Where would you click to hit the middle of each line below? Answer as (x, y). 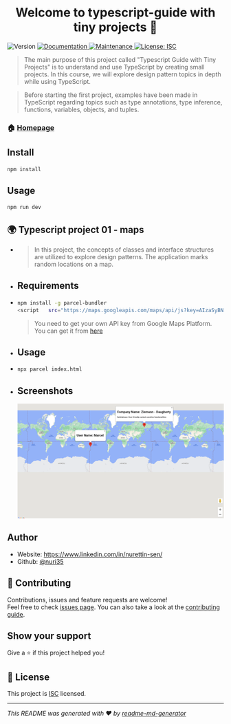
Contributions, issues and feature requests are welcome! (87, 600)
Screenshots (45, 391)
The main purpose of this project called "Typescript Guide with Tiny (120, 59)
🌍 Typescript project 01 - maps (76, 229)
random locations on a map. (74, 264)
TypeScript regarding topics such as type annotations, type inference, (123, 102)
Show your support (49, 636)
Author (22, 538)
